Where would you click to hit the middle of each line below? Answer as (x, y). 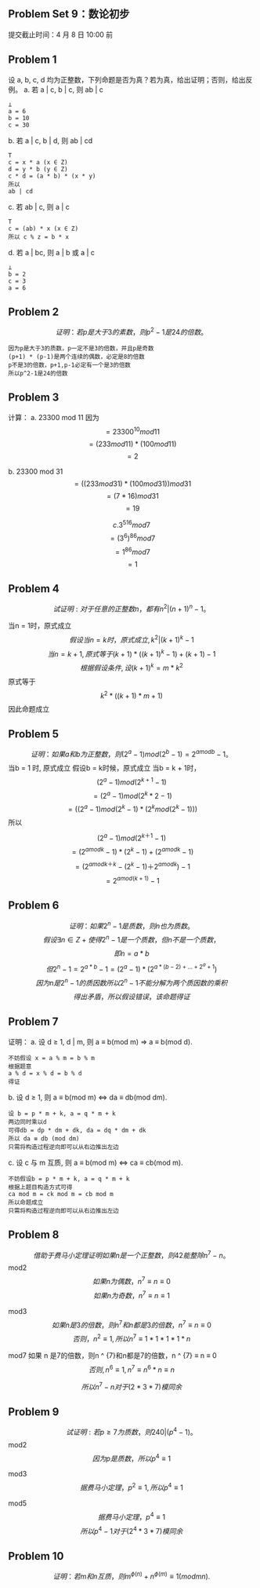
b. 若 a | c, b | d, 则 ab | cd (50, 141)
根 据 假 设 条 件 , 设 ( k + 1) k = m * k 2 (132, 667)
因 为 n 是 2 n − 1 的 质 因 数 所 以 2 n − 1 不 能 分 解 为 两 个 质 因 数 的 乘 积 (132, 982)
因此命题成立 (29, 708)
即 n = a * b (132, 953)
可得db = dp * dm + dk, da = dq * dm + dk (77, 1130)
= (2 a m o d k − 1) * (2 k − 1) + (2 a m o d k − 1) (133, 851)
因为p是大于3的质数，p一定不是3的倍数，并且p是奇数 (81, 349)
